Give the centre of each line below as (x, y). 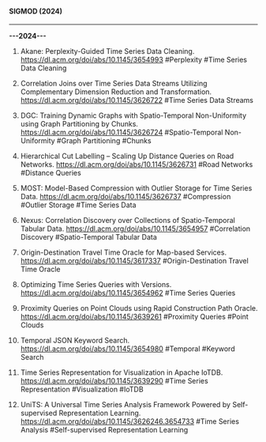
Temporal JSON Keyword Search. (75, 341)
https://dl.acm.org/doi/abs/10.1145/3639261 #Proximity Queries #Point (135, 317)
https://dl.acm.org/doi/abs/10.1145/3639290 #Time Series (114, 381)
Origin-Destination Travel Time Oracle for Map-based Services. (124, 252)
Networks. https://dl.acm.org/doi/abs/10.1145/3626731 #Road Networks (137, 164)
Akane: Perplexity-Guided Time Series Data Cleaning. (107, 51)
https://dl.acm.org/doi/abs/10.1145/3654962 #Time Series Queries (128, 293)
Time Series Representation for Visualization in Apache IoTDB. (122, 372)
